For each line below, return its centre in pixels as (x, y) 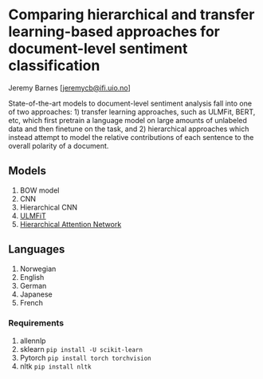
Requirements (36, 323)
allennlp (33, 341)
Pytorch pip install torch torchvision (85, 357)
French (31, 302)
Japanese (36, 294)
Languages (37, 249)
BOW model (39, 190)
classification (54, 66)
